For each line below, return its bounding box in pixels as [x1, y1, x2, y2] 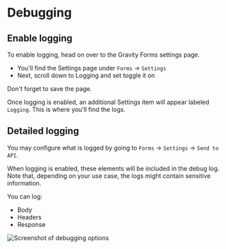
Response [16, 220, 46, 228]
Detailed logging [7, 126, 79, 137]
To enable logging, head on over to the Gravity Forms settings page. [7, 50, 201, 59]
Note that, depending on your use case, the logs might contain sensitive [7, 171, 211, 180]
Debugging [7, 5, 72, 21]
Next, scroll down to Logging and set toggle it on [16, 71, 155, 79]
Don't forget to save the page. [7, 85, 92, 92]
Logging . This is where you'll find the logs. [7, 106, 126, 113]
